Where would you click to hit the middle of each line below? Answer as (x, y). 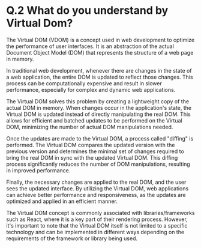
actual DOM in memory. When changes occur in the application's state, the (99, 107)
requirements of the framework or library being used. (72, 238)
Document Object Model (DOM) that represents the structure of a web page (100, 52)
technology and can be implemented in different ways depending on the (95, 232)
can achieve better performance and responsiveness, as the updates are (96, 195)
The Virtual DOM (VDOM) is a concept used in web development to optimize (100, 40)
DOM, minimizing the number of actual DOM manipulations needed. (90, 127)
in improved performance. (38, 170)
